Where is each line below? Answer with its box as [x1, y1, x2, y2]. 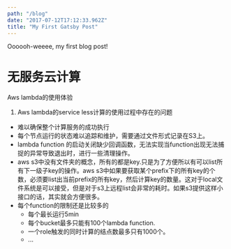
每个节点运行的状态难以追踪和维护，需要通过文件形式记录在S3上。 [17, 132, 209, 140]
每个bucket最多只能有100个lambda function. [27, 219, 156, 227]
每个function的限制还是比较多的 [17, 202, 110, 210]
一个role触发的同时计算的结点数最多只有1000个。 [27, 227, 170, 236]
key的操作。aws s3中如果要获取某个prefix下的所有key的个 [47, 167, 216, 175]
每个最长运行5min [27, 210, 79, 218]
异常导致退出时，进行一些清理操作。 [29, 149, 134, 158]
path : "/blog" [7, 10, 49, 17]
